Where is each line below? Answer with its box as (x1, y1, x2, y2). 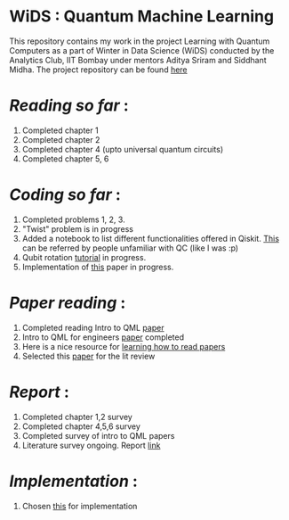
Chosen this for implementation (21, 500, 138, 511)
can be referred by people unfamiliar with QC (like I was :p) (21, 243, 238, 253)
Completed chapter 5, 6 (21, 153, 109, 164)
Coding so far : (9, 185, 122, 205)
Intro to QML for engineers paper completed (21, 332, 185, 343)
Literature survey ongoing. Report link (21, 440, 161, 450)
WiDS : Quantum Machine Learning (9, 6, 274, 27)
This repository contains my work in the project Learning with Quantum (9, 36, 270, 46)
